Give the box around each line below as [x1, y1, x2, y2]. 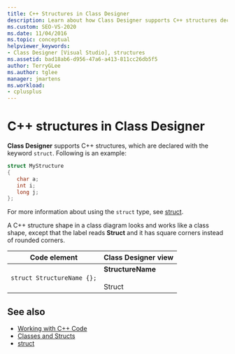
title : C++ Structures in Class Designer [7, 10, 130, 17]
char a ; [16, 176, 39, 183]
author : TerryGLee [7, 62, 61, 69]
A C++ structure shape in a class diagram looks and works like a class [7, 221, 210, 229]
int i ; [16, 182, 36, 189]
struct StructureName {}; [10, 274, 97, 282]
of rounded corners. [7, 236, 65, 245]
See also [7, 306, 45, 318]
